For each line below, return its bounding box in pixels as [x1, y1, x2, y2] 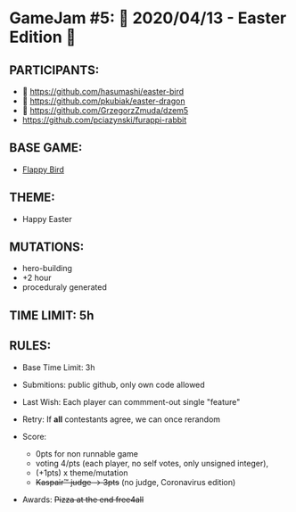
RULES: [9, 338, 52, 353]
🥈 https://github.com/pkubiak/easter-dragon [21, 95, 185, 106]
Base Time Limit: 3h [21, 361, 95, 373]
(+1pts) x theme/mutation [35, 467, 128, 478]
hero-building [21, 263, 73, 274]
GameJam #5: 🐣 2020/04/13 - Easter [9, 8, 287, 29]
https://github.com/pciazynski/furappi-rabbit [21, 115, 187, 125]
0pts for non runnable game [35, 448, 138, 458]
